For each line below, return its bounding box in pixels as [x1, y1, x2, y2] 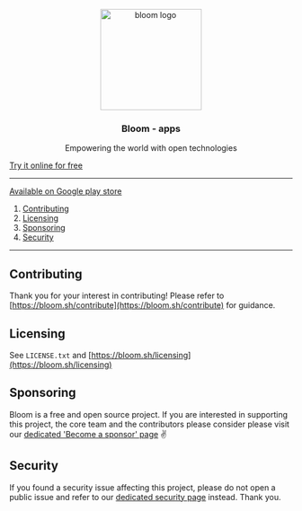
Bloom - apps [120, 122, 182, 135]
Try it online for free [9, 160, 84, 171]
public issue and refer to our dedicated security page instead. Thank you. [9, 491, 281, 502]
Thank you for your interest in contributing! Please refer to [9, 290, 225, 301]
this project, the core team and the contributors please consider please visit [9, 418, 290, 429]
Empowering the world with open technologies [64, 143, 238, 154]
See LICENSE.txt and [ [9, 349, 92, 360]
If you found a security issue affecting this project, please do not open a [9, 481, 276, 493]
